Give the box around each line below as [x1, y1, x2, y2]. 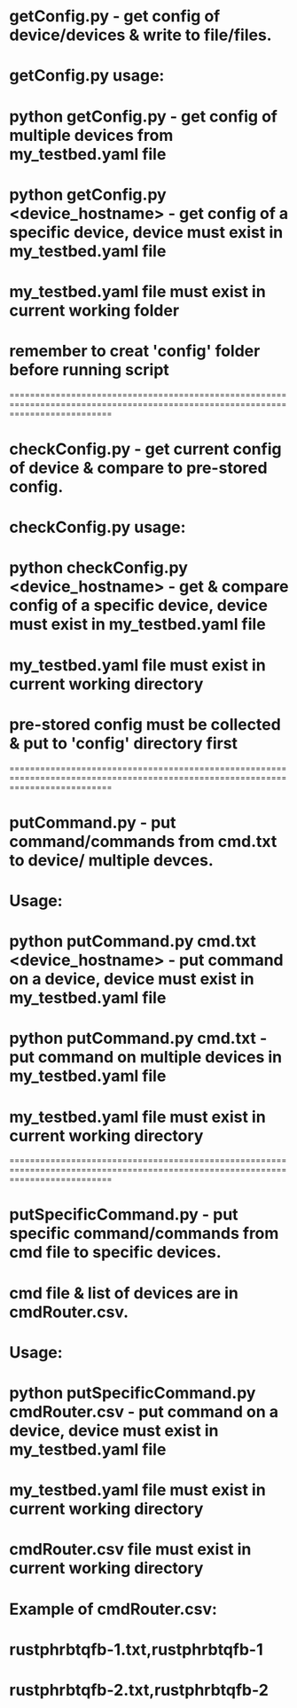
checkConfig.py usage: [9, 517, 186, 537]
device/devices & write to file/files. [9, 25, 272, 45]
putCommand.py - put [9, 812, 176, 833]
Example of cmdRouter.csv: [9, 1599, 217, 1619]
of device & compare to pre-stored [9, 458, 268, 478]
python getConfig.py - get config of [9, 106, 277, 126]
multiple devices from [9, 125, 174, 145]
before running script [9, 360, 170, 380]
